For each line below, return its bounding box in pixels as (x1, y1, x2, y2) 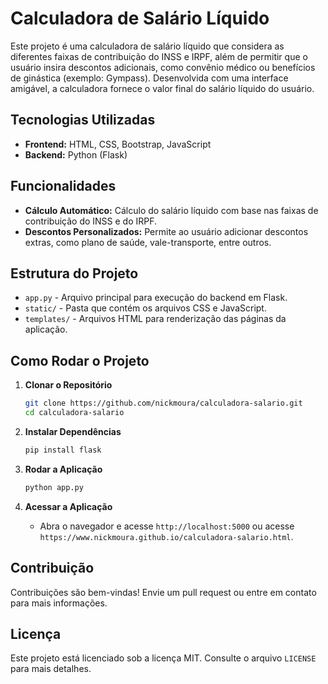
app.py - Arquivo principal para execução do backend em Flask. (24, 292, 288, 304)
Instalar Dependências (24, 425, 122, 437)
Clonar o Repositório (24, 379, 113, 391)
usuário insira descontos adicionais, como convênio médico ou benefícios (10, 61, 316, 73)
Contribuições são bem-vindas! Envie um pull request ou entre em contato (10, 586, 317, 598)
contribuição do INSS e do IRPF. (24, 215, 158, 227)
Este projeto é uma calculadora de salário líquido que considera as (10, 40, 285, 52)
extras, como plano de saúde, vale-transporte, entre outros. (24, 236, 272, 248)
